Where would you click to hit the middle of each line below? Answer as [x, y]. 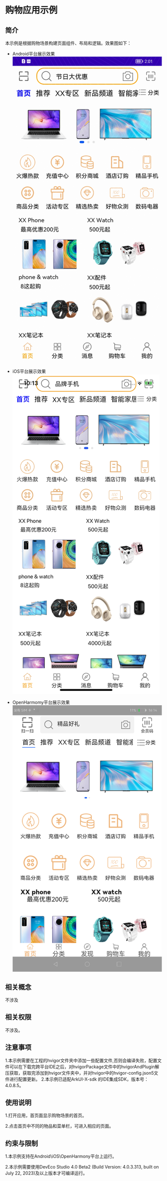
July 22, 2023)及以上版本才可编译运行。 [46, 1173]
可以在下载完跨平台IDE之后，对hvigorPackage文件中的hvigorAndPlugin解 [84, 1067]
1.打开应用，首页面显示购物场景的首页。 [46, 1116]
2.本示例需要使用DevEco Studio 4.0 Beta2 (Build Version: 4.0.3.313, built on [82, 1167]
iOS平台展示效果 [29, 371]
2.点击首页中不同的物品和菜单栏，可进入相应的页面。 [59, 1126]
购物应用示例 [32, 10]
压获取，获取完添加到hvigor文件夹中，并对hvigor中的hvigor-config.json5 [80, 1073]
